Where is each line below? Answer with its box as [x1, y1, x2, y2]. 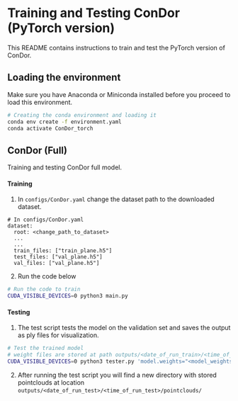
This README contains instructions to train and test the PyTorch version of [7, 43, 225, 52]
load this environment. [7, 98, 73, 106]
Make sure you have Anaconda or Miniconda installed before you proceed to [7, 90, 231, 98]
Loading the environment [7, 72, 121, 84]
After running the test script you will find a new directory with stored [17, 371, 217, 379]
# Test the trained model [7, 345, 84, 352]
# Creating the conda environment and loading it [7, 111, 157, 118]
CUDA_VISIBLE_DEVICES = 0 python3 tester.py [7, 358, 135, 366]
